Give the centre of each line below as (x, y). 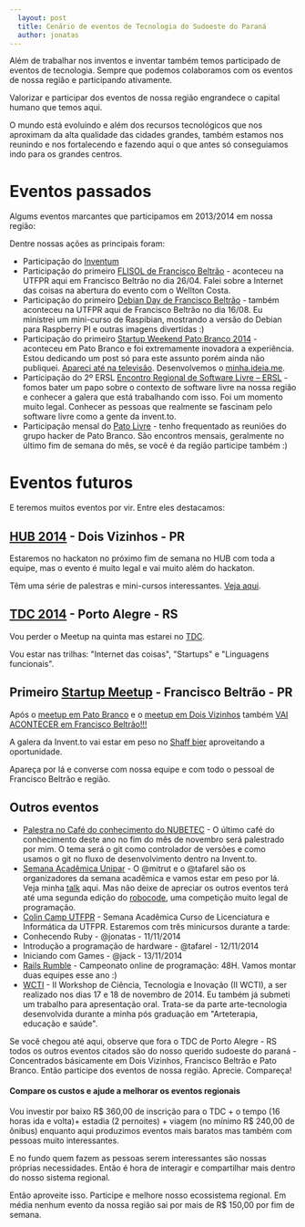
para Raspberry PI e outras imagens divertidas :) (113, 329)
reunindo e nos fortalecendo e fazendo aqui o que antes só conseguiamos (149, 145)
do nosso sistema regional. (60, 1177)
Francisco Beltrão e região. (60, 779)
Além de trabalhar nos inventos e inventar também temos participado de (145, 61)
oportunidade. (36, 751)
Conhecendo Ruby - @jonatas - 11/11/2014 (102, 936)
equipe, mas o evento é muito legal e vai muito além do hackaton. (132, 568)
